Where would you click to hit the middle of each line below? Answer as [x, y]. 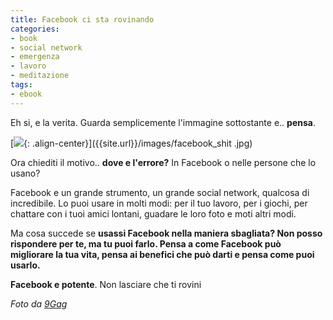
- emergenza [35, 57]
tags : [21, 85]
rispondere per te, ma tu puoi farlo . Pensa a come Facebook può [146, 243]
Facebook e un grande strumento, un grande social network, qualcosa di [160, 192]
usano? [25, 173]
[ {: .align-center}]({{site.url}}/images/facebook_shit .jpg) [131, 143]
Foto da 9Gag [39, 303]
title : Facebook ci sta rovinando [82, 19]
